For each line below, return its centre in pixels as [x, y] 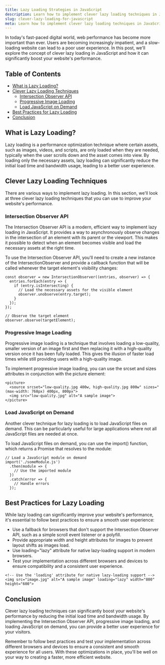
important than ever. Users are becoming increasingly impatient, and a [76, 43]
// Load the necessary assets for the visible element [75, 290]
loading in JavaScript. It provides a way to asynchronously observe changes [82, 232]
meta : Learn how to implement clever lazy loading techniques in [73, 23]
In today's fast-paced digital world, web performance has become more [78, 37]
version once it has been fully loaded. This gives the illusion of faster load [80, 354]
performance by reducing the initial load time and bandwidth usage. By [77, 616]
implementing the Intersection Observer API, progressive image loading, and [82, 622]
